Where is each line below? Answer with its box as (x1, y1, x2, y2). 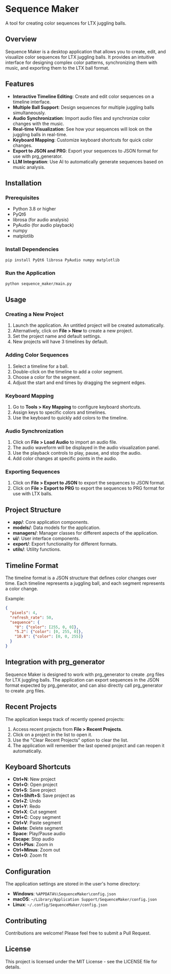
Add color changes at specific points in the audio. (12, 455, 117, 461)
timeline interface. (12, 98, 51, 105)
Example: (5, 596, 25, 602)
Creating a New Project (5, 310, 64, 317)
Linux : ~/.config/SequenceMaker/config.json (12, 902, 108, 908)
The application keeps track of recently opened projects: (5, 716, 125, 722)
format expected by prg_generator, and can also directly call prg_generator (5, 682, 163, 688)
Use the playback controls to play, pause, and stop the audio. (12, 450, 142, 456)
